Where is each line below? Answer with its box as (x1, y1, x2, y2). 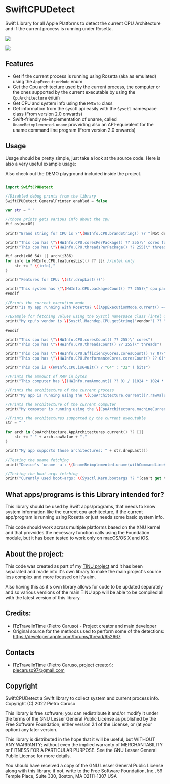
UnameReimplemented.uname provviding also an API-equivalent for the (12, 121, 154, 127)
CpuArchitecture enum (12, 94, 60, 101)
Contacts (5, 648, 35, 657)
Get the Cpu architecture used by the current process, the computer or (12, 84, 161, 90)
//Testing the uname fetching (5, 457, 69, 463)
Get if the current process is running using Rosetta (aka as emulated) (12, 73, 157, 79)
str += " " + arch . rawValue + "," (14, 434, 87, 440)
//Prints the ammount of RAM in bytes (5, 374, 87, 379)
